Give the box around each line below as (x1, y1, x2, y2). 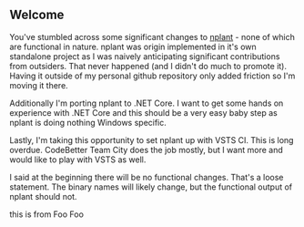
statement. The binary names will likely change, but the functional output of (9, 181, 293, 192)
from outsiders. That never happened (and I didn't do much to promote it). (9, 60, 288, 71)
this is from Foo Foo (9, 209, 85, 220)
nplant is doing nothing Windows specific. (9, 117, 167, 128)
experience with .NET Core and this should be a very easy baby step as (9, 107, 278, 118)
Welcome (9, 7, 65, 23)
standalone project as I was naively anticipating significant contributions (9, 50, 280, 62)
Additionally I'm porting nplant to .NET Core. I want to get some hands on (9, 98, 284, 108)
